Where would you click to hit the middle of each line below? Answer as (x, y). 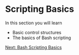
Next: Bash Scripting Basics (34, 47)
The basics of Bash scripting (41, 38)
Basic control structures (37, 32)
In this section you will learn (34, 23)
